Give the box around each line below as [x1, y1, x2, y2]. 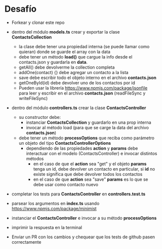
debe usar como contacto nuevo [33, 181, 98, 187]
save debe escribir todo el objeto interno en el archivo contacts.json [18, 75, 157, 80]
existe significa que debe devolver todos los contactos [33, 171, 143, 177]
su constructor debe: [18, 114, 61, 120]
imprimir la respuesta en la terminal [11, 224, 82, 230]
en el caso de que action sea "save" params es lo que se [33, 176, 148, 182]
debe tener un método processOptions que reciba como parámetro [18, 135, 155, 141]
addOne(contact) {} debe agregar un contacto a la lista [18, 69, 129, 75]
